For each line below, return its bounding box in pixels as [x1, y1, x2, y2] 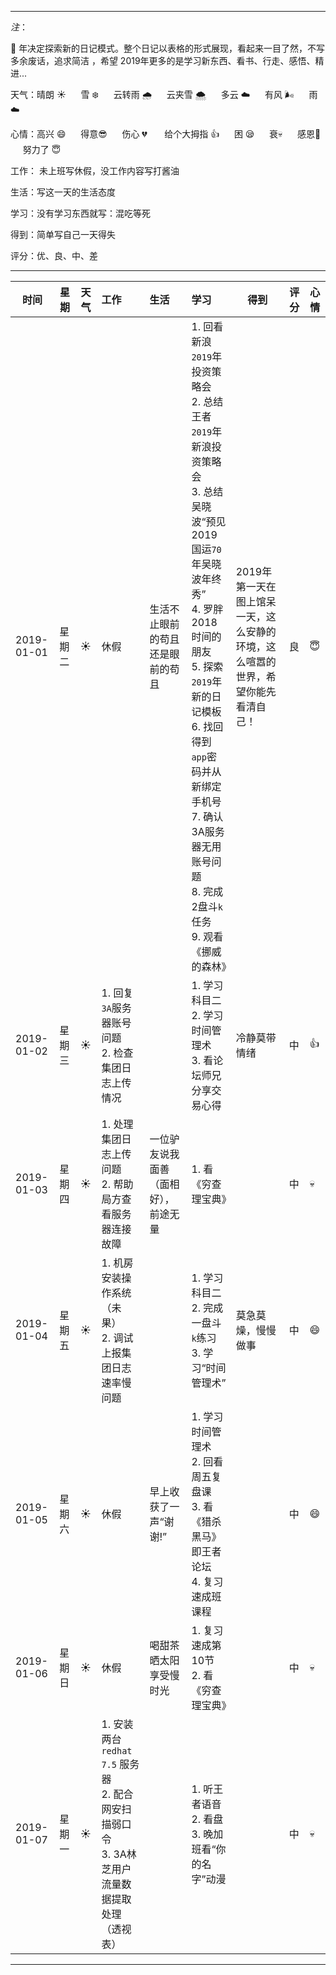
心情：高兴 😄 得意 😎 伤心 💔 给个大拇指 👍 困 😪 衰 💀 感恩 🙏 [10, 128, 322, 140]
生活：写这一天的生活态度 [10, 186, 116, 198]
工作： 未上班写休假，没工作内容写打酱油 [10, 165, 180, 176]
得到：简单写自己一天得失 [10, 229, 116, 240]
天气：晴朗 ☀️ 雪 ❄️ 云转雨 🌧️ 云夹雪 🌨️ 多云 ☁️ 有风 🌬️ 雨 [10, 89, 318, 100]
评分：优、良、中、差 [10, 250, 98, 261]
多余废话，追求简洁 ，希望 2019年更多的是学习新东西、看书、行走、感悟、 [10, 55, 316, 66]
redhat [101, 1746, 133, 1756]
